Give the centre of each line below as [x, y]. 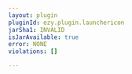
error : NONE [27, 44]
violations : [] [33, 51]
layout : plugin [33, 15]
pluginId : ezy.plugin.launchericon [66, 23]
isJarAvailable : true [44, 37]
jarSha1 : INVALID [37, 30]
